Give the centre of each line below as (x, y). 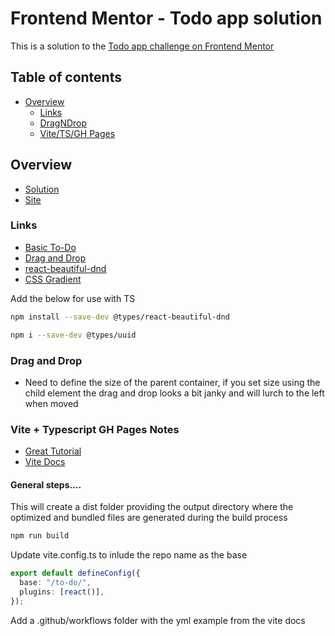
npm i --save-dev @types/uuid (73, 335)
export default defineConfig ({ (75, 573)
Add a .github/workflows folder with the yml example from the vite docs (158, 620)
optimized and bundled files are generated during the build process (149, 518)
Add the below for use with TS (73, 298)
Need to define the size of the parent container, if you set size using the (172, 382)
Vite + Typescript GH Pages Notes (95, 429)
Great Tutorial (53, 451)
